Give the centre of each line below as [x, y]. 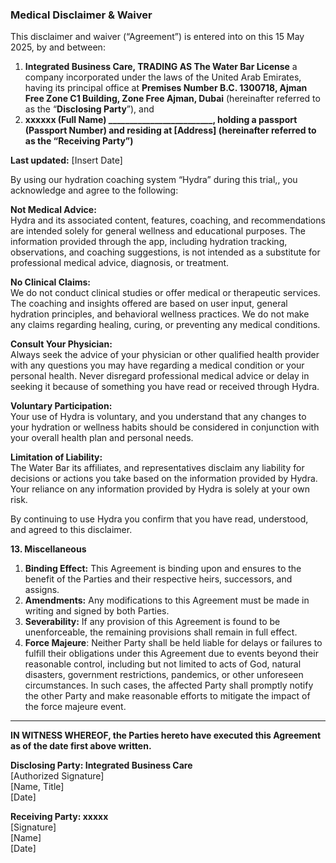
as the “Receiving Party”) [79, 141]
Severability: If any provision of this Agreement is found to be [152, 622]
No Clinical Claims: [51, 282]
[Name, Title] [37, 787]
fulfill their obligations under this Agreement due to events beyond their [171, 654]
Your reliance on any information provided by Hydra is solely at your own [160, 489]
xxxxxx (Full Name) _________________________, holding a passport [161, 120]
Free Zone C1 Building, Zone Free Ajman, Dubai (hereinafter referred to [172, 99]
